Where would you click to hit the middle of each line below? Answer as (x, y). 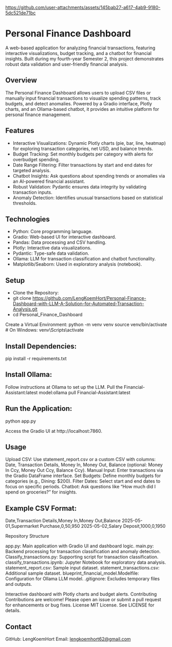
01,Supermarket (22, 526)
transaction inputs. (32, 192)
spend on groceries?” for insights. (41, 492)
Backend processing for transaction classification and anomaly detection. (83, 551)
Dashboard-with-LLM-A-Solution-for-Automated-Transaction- (79, 304)
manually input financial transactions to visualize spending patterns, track (83, 98)
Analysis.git (25, 309)
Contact (18, 627)
